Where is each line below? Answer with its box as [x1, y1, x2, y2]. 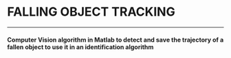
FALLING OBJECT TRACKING [7, 4, 175, 20]
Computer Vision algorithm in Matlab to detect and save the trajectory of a [7, 35, 224, 44]
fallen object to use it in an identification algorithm [7, 42, 154, 51]
